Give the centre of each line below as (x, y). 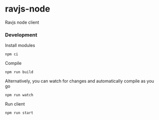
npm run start (19, 113)
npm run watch (19, 95)
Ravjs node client (22, 22)
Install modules (20, 45)
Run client (15, 104)
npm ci (12, 54)
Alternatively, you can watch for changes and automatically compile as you (80, 81)
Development (21, 35)
